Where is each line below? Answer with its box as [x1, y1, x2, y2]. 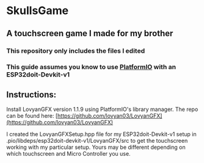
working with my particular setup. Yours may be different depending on [6, 143, 186, 151]
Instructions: [6, 89, 57, 100]
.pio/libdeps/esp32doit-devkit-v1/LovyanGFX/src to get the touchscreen [6, 137, 188, 145]
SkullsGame [6, 4, 69, 18]
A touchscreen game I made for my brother [6, 28, 173, 39]
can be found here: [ [6, 112, 58, 119]
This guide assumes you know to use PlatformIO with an [6, 63, 176, 71]
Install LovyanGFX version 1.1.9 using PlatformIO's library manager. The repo [6, 105, 199, 113]
